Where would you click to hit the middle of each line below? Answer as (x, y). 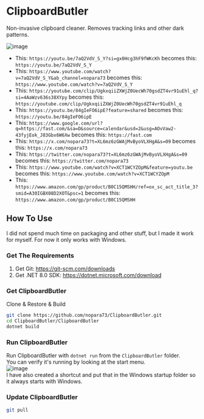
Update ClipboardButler (42, 397)
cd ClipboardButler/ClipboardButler (53, 321)
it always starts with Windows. (44, 381)
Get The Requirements (40, 255)
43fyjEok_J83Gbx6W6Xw (42, 135)
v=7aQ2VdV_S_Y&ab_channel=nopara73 (60, 78)
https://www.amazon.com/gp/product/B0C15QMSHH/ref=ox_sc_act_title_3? (107, 187)
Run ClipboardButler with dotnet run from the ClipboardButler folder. (93, 356)
